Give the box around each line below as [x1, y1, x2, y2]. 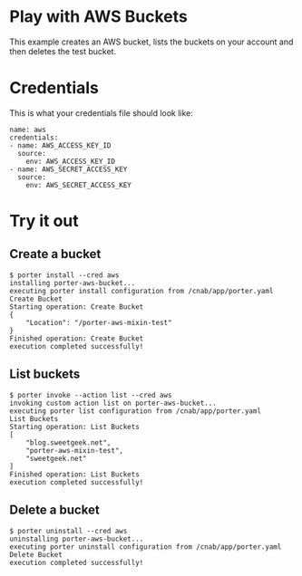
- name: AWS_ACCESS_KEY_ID [9, 140, 112, 150]
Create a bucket [9, 246, 102, 262]
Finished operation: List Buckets [9, 469, 141, 479]
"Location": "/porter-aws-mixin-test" [25, 318, 172, 327]
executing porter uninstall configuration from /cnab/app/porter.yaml [9, 542, 282, 552]
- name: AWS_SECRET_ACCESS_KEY [9, 165, 128, 174]
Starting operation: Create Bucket [9, 302, 144, 312]
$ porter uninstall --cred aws [9, 526, 128, 535]
